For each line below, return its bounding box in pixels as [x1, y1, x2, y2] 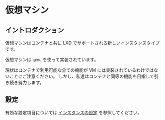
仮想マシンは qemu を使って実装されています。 [5, 57, 98, 62]
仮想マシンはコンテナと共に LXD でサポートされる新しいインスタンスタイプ [5, 40, 160, 46]
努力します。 [18, 80, 44, 85]
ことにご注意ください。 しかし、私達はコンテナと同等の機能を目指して [9, 73, 155, 79]
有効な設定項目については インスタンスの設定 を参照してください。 [5, 110, 142, 116]
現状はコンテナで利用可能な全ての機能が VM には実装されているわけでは [5, 67, 154, 73]
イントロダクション [5, 26, 64, 34]
